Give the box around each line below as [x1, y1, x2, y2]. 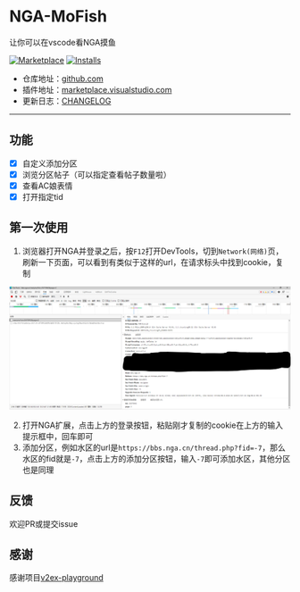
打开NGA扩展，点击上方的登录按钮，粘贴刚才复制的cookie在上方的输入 [21, 420, 284, 430]
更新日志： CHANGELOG [21, 96, 112, 106]
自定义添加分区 [21, 158, 78, 169]
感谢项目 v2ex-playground [9, 572, 104, 583]
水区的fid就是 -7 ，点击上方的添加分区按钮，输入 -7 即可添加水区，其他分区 [21, 453, 291, 463]
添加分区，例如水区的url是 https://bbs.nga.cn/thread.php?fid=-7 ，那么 [21, 442, 286, 453]
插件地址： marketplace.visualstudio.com [21, 84, 172, 95]
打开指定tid [21, 191, 64, 202]
